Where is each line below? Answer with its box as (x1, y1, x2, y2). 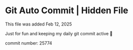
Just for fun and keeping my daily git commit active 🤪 (5, 30, 113, 36)
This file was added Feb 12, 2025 (5, 21, 72, 27)
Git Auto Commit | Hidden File (5, 5, 129, 16)
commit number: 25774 (5, 40, 53, 46)
